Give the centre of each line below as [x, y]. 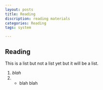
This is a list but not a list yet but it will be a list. [52, 63]
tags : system [18, 28]
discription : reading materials [37, 18]
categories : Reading [26, 23]
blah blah [28, 83]
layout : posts [19, 9]
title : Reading [20, 14]
